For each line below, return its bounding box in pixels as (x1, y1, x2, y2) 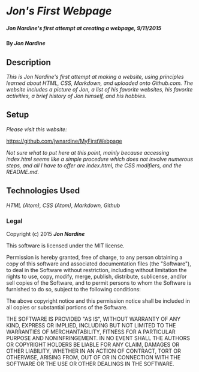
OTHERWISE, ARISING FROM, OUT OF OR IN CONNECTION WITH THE (6, 353, 181, 361)
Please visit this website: (6, 125, 67, 133)
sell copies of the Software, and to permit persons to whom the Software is (6, 279, 192, 287)
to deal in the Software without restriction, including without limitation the (6, 266, 187, 273)
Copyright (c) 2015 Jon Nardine (6, 230, 85, 237)
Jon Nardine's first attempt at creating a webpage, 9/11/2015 (6, 24, 162, 31)
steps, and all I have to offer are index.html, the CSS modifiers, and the (6, 161, 182, 169)
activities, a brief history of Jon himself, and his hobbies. (6, 92, 147, 99)
